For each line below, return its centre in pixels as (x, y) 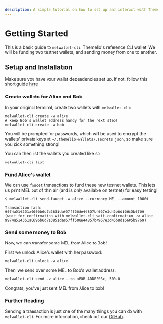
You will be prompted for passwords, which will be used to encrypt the (76, 133)
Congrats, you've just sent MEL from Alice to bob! (55, 288)
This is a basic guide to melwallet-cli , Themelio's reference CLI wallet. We (80, 47)
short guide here (22, 84)
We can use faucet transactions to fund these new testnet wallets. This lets (80, 185)
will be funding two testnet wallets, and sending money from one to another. (81, 52)
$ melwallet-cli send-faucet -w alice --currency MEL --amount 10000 (77, 199)
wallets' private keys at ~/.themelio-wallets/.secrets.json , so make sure (79, 139)
